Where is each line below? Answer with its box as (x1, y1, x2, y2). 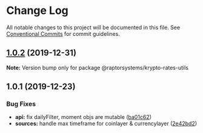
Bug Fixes (6, 100, 36, 108)
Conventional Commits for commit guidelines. (6, 30, 120, 37)
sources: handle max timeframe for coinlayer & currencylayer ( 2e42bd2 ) (15, 120, 198, 128)
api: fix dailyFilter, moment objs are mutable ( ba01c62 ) (15, 114, 151, 121)
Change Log (6, 4, 68, 18)
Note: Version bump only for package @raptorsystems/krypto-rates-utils (6, 64, 189, 71)
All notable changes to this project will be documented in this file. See (6, 24, 181, 31)
